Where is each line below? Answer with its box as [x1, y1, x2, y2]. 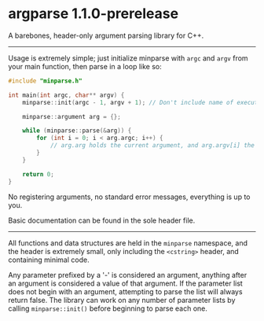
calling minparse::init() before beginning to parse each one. [8, 304, 208, 313]
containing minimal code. [8, 255, 90, 264]
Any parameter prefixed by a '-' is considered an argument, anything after [8, 270, 247, 279]
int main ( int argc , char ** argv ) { [8, 91, 125, 99]
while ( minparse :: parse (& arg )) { [22, 127, 132, 135]
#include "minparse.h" [8, 76, 82, 85]
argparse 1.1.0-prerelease [8, 5, 179, 23]
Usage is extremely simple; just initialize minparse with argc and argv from [8, 53, 249, 63]
